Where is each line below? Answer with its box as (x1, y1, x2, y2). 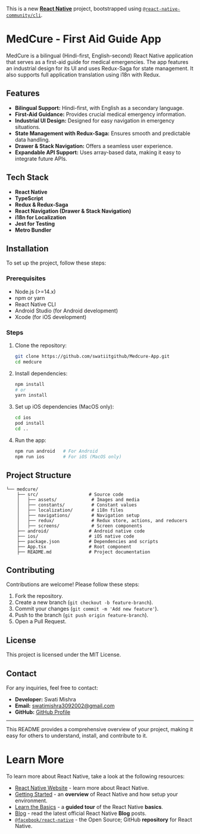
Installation (6, 243, 49, 253)
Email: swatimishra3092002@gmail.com (14, 702, 115, 709)
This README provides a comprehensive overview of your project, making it (6, 725, 193, 732)
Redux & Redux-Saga (14, 201, 68, 208)
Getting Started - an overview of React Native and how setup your (14, 790, 179, 798)
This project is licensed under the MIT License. (6, 651, 121, 658)
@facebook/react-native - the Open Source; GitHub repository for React (14, 815, 192, 823)
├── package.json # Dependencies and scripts (17, 538, 159, 544)
